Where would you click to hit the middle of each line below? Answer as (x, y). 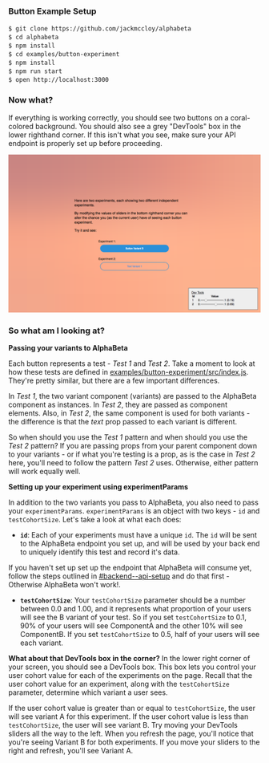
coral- (240, 117)
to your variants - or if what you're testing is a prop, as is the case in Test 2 (132, 454)
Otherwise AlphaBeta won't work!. (65, 585)
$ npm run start (35, 71)
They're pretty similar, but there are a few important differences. (114, 381)
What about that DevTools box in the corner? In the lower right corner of (129, 659)
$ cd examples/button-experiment (64, 54)
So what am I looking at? (57, 331)
